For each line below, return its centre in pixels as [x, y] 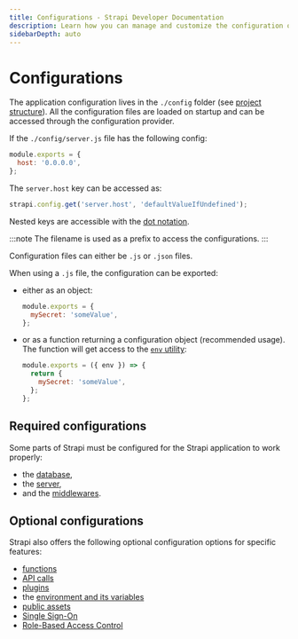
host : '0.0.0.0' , [49, 163]
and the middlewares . [62, 493]
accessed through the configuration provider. [92, 122]
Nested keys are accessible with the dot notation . [99, 221]
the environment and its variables [83, 597]
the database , [47, 474]
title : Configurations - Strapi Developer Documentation [117, 17]
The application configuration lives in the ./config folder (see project [135, 102]
